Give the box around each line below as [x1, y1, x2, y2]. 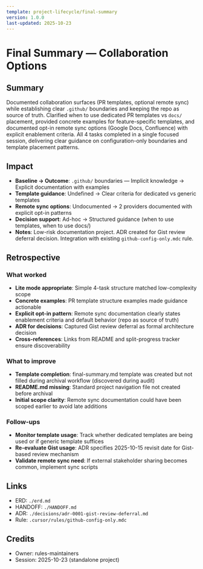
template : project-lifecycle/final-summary [6, 8, 118, 15]
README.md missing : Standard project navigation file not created [14, 384, 181, 391]
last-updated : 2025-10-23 [6, 20, 71, 26]
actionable [14, 303, 42, 311]
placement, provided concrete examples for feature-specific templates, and [6, 118, 195, 126]
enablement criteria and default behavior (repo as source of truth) [14, 316, 179, 323]
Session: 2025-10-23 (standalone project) [14, 556, 120, 564]
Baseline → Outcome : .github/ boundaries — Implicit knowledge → [14, 177, 184, 185]
